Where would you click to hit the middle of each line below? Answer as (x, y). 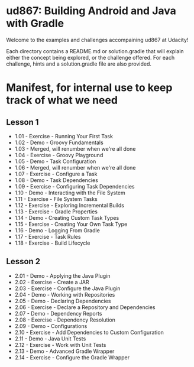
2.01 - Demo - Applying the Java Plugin (62, 275)
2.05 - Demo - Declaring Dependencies (63, 301)
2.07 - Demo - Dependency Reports (58, 313)
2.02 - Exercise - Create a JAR (52, 282)
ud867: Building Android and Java (91, 11)
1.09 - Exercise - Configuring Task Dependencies (75, 186)
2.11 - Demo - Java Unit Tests (50, 339)
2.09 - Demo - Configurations (51, 326)
